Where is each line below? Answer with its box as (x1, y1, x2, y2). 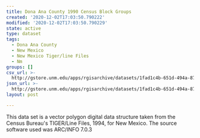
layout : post (6, 92, 39, 98)
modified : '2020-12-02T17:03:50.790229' (6, 20, 108, 26)
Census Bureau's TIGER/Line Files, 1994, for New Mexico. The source (6, 120, 177, 127)
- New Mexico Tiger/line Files (11, 53, 89, 59)
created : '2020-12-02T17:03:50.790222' (6, 14, 105, 20)
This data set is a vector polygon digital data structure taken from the (6, 113, 176, 120)
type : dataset (6, 31, 42, 37)
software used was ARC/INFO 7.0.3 (6, 126, 92, 133)
